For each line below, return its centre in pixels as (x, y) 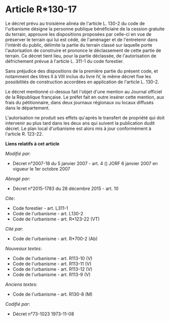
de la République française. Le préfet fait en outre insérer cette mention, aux (85, 97)
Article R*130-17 (41, 9)
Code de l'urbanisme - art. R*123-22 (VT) (56, 219)
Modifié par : (18, 153)
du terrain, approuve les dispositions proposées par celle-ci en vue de (78, 34)
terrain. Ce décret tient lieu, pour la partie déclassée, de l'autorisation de (81, 56)
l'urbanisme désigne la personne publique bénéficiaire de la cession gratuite (85, 28)
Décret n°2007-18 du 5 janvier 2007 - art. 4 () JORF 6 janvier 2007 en (85, 163)
